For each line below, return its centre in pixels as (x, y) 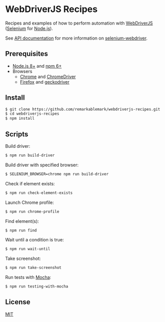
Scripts (17, 134)
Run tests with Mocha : (28, 277)
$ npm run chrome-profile (32, 211)
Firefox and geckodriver (45, 82)
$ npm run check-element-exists (39, 193)
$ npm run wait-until (28, 249)
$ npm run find (21, 230)
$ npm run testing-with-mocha (37, 286)
